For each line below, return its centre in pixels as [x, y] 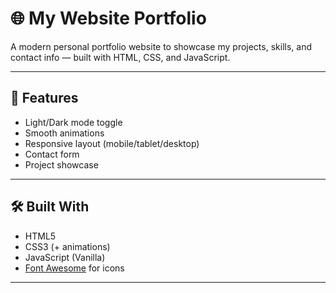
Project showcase [61, 164]
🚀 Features [44, 98]
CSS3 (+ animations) [67, 246]
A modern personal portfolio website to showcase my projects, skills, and [161, 46]
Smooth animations [64, 133]
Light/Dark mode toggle [73, 122]
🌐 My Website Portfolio [108, 18]
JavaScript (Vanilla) [65, 257]
